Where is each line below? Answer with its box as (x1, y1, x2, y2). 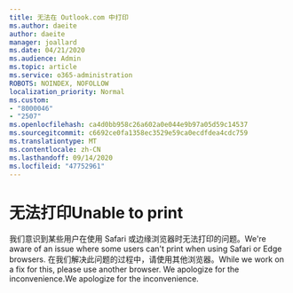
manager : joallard (9, 37, 77, 47)
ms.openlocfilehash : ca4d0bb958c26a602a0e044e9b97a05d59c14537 (9, 121, 249, 130)
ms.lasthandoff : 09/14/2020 (9, 153, 114, 162)
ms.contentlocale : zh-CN (9, 145, 101, 154)
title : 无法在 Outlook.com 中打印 (9, 12, 129, 22)
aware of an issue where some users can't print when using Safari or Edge (9, 243, 282, 254)
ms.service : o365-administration (9, 71, 133, 80)
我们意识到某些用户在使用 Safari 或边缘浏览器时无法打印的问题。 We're (9, 234, 266, 244)
